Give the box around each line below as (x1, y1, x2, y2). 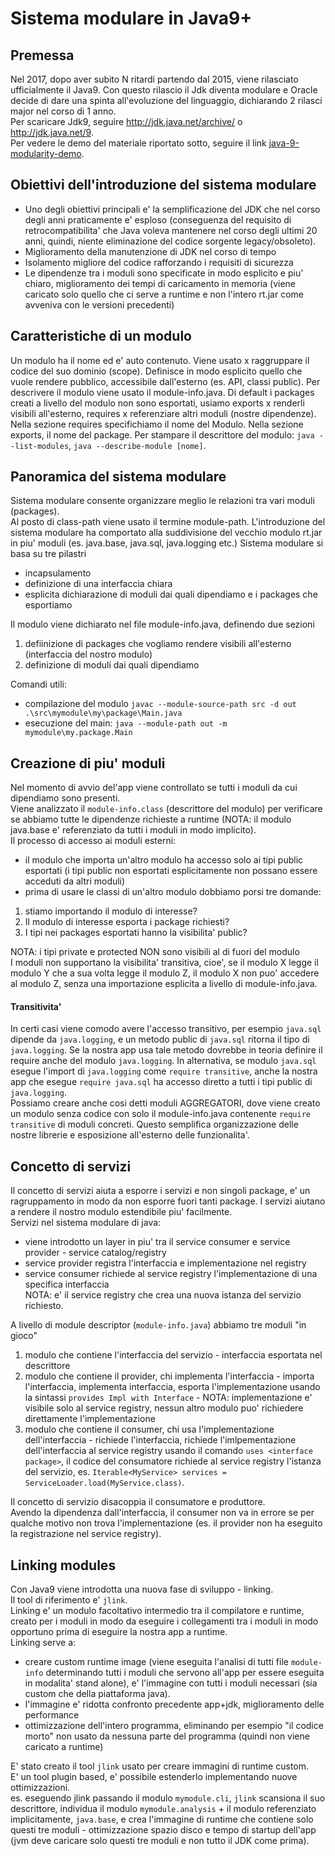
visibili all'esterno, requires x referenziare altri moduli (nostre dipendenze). (10, 407, 317, 419)
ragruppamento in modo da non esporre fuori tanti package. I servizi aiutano (10, 1195, 326, 1207)
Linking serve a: (10, 1637, 77, 1649)
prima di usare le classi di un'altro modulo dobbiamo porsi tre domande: (24, 886, 322, 898)
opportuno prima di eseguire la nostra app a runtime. (10, 1626, 228, 1638)
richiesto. (24, 1300, 64, 1312)
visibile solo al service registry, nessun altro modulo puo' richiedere (24, 1402, 304, 1414)
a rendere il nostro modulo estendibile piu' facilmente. (10, 1206, 233, 1218)
